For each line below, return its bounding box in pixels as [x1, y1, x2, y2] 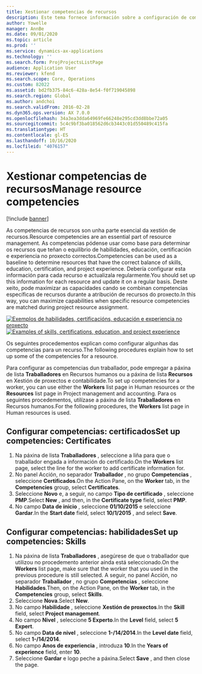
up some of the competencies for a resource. [6, 352, 118, 359]
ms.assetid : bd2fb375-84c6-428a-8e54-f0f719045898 [6, 87, 136, 93]
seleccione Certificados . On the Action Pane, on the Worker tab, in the [14, 477, 190, 485]
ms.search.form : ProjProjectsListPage [6, 59, 103, 65]
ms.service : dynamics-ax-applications [6, 48, 103, 54]
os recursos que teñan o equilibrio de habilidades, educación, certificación [6, 245, 192, 253]
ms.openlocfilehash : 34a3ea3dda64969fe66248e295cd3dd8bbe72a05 [6, 115, 168, 121]
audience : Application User [6, 65, 77, 71]
